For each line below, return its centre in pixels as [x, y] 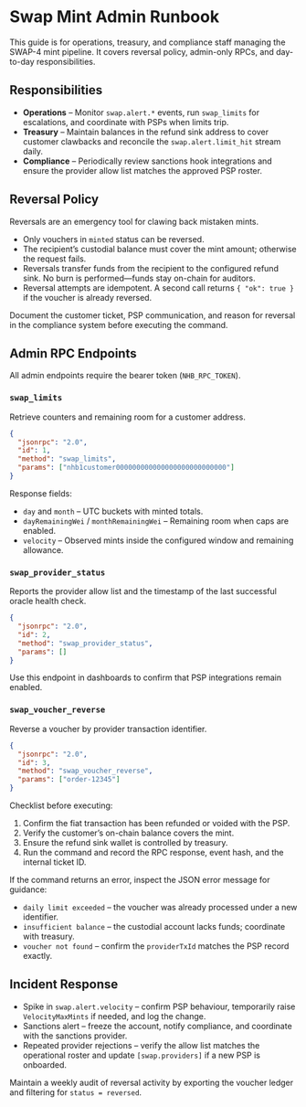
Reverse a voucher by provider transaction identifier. [108, 729]
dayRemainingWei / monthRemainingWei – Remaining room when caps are [156, 521]
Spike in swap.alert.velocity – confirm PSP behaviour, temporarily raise [159, 1006]
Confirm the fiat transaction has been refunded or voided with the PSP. [156, 824]
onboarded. [44, 1064]
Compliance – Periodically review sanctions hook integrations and [147, 161]
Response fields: [41, 493]
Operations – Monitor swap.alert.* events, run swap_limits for [141, 112]
